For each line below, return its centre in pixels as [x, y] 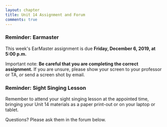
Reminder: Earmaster [32, 37]
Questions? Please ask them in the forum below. [55, 119]
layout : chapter [22, 10]
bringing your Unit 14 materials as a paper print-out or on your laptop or [80, 104]
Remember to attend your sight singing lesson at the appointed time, [77, 99]
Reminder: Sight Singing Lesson [46, 88]
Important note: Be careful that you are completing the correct [72, 64]
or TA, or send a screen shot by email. [45, 74]
